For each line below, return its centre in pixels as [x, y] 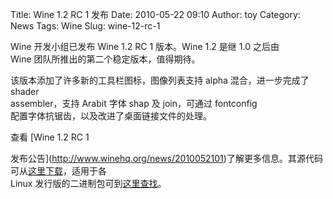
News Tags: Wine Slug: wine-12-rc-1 [85, 26]
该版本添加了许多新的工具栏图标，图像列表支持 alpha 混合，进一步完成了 [160, 80]
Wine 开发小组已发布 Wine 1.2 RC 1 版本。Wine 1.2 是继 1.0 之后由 [145, 46]
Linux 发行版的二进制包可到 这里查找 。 [88, 183]
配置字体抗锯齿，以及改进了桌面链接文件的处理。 [111, 116]
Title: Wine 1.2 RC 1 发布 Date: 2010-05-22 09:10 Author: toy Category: [155, 14]
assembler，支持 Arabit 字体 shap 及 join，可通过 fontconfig [134, 103]
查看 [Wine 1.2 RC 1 [50, 137]
